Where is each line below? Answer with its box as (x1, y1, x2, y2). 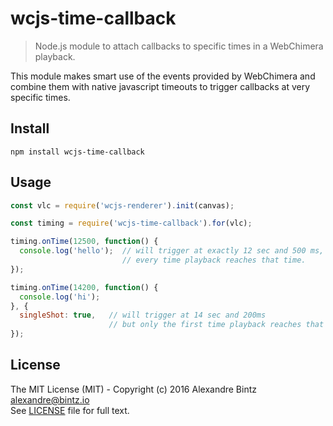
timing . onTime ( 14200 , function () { (10, 282, 159, 292)
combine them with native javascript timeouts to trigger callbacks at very (10, 80, 311, 92)
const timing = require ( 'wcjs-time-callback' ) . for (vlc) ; (10, 218, 253, 229)
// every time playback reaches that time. (121, 255, 307, 266)
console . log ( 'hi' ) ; (19, 292, 101, 302)
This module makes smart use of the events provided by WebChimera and (10, 70, 316, 82)
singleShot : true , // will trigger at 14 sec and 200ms (19, 310, 267, 321)
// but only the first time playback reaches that (108, 320, 325, 330)
